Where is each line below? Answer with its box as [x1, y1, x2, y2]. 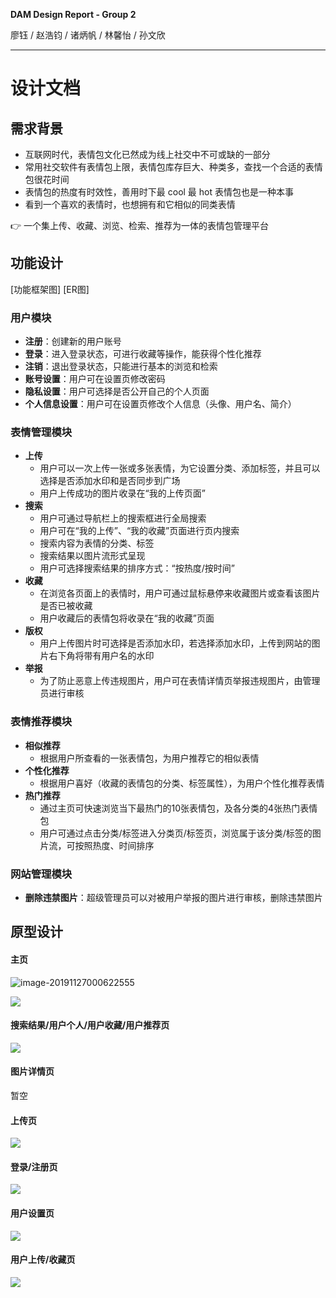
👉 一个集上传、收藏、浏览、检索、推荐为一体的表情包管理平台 [10, 220, 270, 231]
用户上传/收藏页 [10, 1254, 76, 1266]
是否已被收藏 [39, 600, 93, 612]
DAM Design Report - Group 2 [10, 9, 137, 20]
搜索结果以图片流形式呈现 [39, 550, 146, 562]
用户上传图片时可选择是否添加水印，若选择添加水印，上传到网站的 [39, 637, 312, 649]
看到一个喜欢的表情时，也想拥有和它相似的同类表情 [24, 199, 236, 210]
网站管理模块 [10, 867, 73, 881]
